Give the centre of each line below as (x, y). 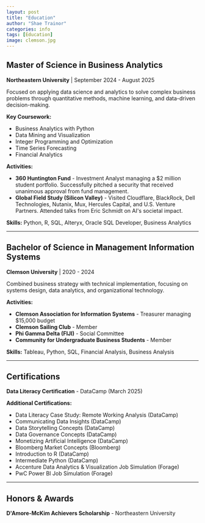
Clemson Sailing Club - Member (56, 327)
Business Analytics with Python (55, 128)
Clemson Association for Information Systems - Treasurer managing (103, 314)
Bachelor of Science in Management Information (100, 247)
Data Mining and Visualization (52, 135)
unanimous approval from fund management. (72, 191)
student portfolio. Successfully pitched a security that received (94, 185)
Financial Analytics (39, 154)
